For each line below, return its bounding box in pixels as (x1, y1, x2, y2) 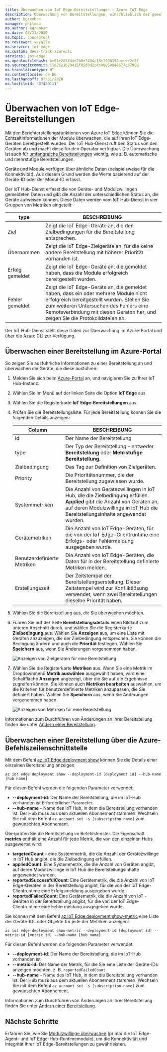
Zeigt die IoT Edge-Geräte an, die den (45, 222, 134, 229)
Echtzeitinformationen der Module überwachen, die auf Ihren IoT (5, 135, 138, 141)
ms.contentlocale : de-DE (5, 72, 57, 77)
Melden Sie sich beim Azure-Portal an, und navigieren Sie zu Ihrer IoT (12, 375, 155, 381)
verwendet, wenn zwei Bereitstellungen (65, 591, 158, 598)
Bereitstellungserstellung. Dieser (65, 578, 142, 585)
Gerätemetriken (14, 534, 52, 541)
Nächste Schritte (5, 1017, 59, 1026)
